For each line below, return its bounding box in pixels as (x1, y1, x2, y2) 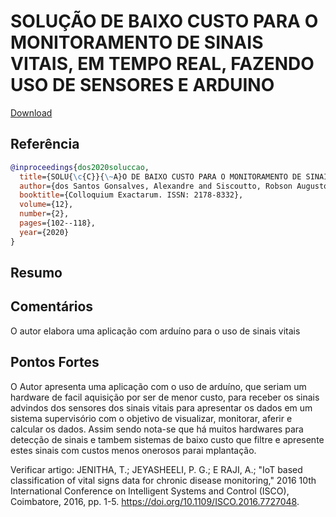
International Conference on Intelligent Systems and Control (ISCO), (10, 485, 290, 497)
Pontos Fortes (10, 354, 100, 371)
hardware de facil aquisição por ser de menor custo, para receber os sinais (10, 391, 320, 403)
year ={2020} (19, 227, 70, 237)
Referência (10, 136, 80, 153)
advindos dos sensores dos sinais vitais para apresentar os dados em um (10, 401, 313, 414)
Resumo (10, 265, 63, 282)
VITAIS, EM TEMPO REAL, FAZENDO (10, 53, 315, 75)
